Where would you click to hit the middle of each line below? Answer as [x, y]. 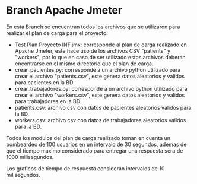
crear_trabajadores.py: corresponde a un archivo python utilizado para [101, 88]
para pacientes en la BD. [45, 82]
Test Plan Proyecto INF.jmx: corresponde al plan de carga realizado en [101, 45]
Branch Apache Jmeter [64, 10]
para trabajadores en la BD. [48, 101]
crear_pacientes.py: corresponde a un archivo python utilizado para [98, 69]
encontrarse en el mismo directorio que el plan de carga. [84, 64]
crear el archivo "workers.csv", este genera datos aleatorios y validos [100, 95]
